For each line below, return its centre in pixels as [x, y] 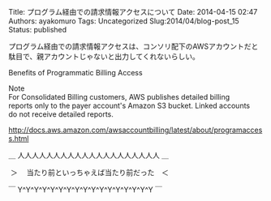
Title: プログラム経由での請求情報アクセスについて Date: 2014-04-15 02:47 [133, 12]
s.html [19, 139]
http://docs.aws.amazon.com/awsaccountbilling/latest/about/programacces [135, 130]
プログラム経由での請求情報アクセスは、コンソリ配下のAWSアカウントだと [133, 46]
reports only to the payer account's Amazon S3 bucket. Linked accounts [129, 105]
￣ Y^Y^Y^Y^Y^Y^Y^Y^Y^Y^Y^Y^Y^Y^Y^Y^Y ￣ [85, 190]
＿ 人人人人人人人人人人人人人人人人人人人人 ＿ [88, 155]
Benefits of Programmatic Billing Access [76, 73]
